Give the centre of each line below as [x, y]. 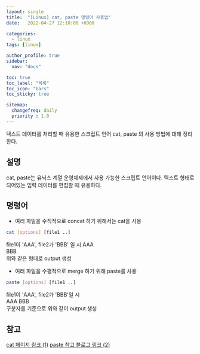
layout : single [25, 12]
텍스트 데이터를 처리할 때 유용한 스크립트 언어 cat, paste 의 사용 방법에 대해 [94, 134]
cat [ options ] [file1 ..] [38, 233]
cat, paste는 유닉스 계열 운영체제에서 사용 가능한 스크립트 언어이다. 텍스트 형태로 [100, 178]
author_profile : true [33, 56]
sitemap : [17, 105]
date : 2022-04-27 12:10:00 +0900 [50, 23]
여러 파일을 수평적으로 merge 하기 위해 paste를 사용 [76, 271]
